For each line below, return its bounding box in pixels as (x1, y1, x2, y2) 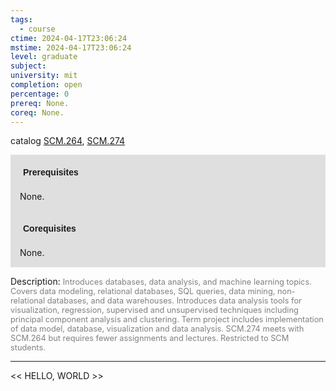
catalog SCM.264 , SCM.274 (10, 135, 126, 147)
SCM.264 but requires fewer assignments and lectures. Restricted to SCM (10, 333, 290, 344)
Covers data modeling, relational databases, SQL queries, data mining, (10, 286, 276, 297)
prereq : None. (10, 98, 70, 108)
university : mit (10, 71, 78, 81)
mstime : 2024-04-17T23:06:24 (10, 42, 132, 53)
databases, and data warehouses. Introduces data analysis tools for (46, 296, 302, 306)
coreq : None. (10, 107, 65, 118)
